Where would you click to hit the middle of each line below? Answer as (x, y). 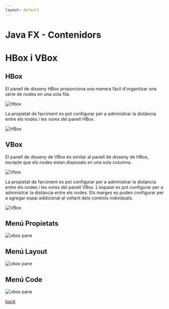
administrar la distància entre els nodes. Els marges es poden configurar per (84, 192)
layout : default (22, 10)
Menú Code (24, 279)
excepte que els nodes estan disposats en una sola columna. (69, 162)
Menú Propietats (32, 223)
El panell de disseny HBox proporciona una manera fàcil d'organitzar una (81, 88)
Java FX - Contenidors (53, 35)
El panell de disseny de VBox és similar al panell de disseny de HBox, (77, 157)
